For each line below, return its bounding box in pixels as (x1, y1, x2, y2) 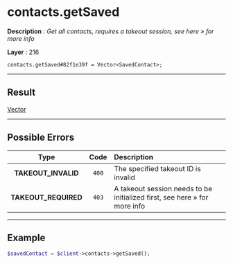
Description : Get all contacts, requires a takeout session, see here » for (7, 27, 214, 35)
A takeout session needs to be (114, 184, 213, 193)
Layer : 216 (7, 48, 40, 56)
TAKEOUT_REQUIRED (10, 192, 83, 202)
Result (7, 87, 36, 98)
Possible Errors (7, 132, 75, 143)
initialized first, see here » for (114, 192, 209, 202)
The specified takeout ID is (114, 164, 201, 173)
